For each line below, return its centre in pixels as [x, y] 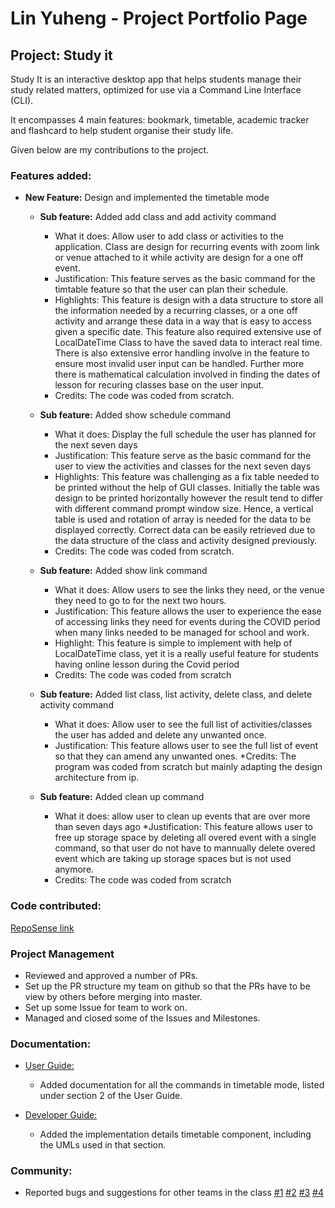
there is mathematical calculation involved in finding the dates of [187, 374]
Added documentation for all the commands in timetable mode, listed [182, 1085]
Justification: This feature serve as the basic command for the [183, 456]
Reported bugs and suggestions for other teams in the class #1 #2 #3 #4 [174, 1193]
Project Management [62, 954]
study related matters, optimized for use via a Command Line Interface [156, 90]
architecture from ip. [97, 778]
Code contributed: [56, 906]
